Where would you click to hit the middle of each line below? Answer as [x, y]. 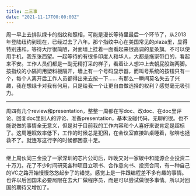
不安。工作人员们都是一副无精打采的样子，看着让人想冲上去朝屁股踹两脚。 [100, 63]
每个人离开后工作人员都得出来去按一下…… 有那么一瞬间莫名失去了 [95, 78]
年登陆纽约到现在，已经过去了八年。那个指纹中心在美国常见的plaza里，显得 [97, 42]
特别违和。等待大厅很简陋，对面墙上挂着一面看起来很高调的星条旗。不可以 [95, 49]
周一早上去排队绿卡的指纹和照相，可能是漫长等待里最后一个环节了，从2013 [96, 34]
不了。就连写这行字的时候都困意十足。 [57, 140]
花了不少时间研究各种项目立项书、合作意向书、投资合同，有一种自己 [108, 165]
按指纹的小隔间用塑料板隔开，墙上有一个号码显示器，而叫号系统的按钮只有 [95, 71]
